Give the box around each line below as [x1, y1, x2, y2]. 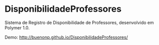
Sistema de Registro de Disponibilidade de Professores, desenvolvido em [4, 20, 154, 25]
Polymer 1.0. [4, 24, 30, 30]
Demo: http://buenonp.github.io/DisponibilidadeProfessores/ [4, 34, 128, 40]
